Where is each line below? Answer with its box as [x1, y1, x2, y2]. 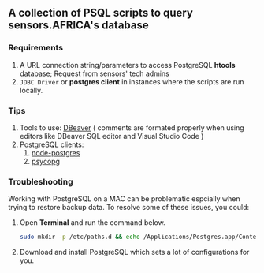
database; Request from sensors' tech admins [19, 69, 169, 78]
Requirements [8, 43, 64, 54]
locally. [19, 85, 43, 95]
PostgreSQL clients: [19, 140, 84, 149]
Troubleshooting [8, 176, 73, 187]
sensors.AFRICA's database [8, 19, 149, 32]
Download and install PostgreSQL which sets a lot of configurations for [19, 248, 250, 257]
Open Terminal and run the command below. [19, 218, 165, 227]
